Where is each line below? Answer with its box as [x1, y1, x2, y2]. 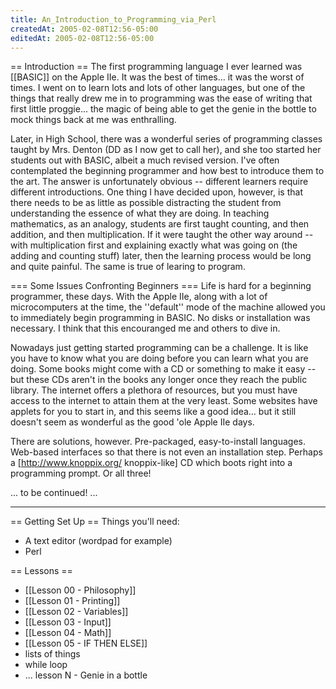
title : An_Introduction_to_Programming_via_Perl [10, 14, 217, 25]
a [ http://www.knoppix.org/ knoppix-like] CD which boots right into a [10, 457, 293, 469]
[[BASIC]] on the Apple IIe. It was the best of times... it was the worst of [10, 71, 305, 83]
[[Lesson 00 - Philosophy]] [24, 584, 137, 596]
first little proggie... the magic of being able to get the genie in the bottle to [10, 103, 317, 115]
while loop [24, 659, 68, 671]
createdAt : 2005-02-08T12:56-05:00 [10, 24, 159, 34]
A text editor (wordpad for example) [24, 535, 173, 547]
